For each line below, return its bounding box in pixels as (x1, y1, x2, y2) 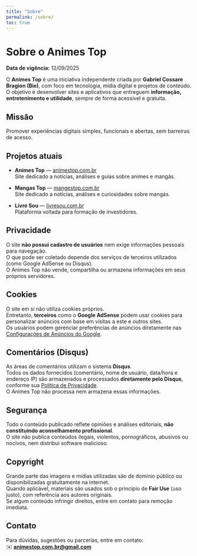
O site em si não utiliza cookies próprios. (6, 305, 105, 312)
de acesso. (6, 134, 33, 141)
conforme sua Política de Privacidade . (6, 382, 98, 389)
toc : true (6, 19, 31, 25)
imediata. (6, 504, 29, 511)
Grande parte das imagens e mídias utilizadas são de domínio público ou (6, 473, 182, 479)
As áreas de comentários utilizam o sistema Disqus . (6, 363, 132, 370)
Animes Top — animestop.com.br (14, 166, 97, 174)
